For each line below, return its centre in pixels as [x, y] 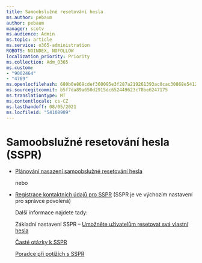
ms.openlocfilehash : [32, 85]
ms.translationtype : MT [36, 95]
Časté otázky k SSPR [41, 242]
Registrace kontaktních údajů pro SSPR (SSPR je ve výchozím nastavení [104, 195]
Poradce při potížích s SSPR [50, 254]
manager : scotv [25, 29]
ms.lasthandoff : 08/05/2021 [41, 107]
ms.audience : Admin [31, 34]
